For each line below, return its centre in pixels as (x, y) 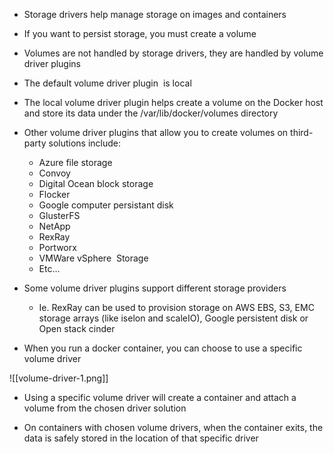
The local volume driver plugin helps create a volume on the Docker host (173, 102)
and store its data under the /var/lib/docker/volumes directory (151, 113)
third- (302, 132)
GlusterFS (59, 215)
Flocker (54, 194)
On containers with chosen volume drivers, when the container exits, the (173, 427)
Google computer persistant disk (106, 205)
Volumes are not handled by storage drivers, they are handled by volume (173, 53)
